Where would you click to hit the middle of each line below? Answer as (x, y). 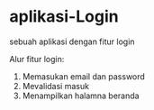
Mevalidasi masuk (56, 86)
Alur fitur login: (37, 59)
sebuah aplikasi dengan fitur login (72, 41)
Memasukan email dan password (84, 76)
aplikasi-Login (64, 17)
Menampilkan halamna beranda (81, 96)
